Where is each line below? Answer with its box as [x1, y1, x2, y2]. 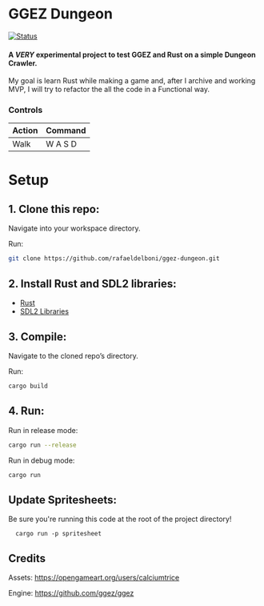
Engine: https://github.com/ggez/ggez [8, 588, 134, 597]
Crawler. [8, 58, 38, 68]
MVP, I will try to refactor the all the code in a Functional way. [8, 85, 210, 94]
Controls [8, 105, 43, 116]
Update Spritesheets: [8, 493, 118, 507]
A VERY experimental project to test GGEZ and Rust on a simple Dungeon [8, 50, 256, 59]
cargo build [8, 382, 48, 390]
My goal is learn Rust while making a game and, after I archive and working [8, 76, 256, 86]
